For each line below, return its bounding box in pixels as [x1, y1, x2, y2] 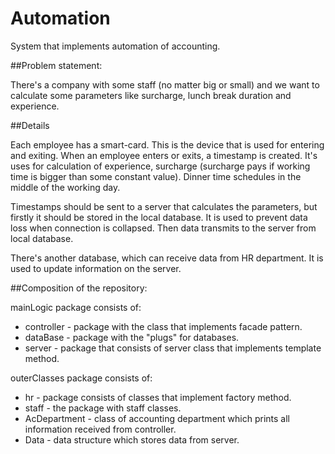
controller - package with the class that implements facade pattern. [24, 320, 303, 332]
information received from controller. [24, 423, 177, 435]
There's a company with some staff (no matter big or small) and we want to [10, 78, 320, 91]
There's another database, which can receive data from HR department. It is [10, 252, 324, 264]
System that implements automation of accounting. [10, 40, 221, 52]
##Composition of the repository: [10, 282, 148, 294]
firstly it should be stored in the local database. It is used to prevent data [10, 211, 308, 223]
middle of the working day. [10, 181, 121, 193]
